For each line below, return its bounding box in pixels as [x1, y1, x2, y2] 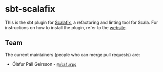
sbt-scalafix [5, 3, 55, 15]
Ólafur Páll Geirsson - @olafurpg [12, 61, 77, 67]
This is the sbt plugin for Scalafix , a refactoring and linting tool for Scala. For [5, 19, 158, 25]
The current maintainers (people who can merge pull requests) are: [5, 52, 140, 57]
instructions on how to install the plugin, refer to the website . [5, 24, 127, 30]
